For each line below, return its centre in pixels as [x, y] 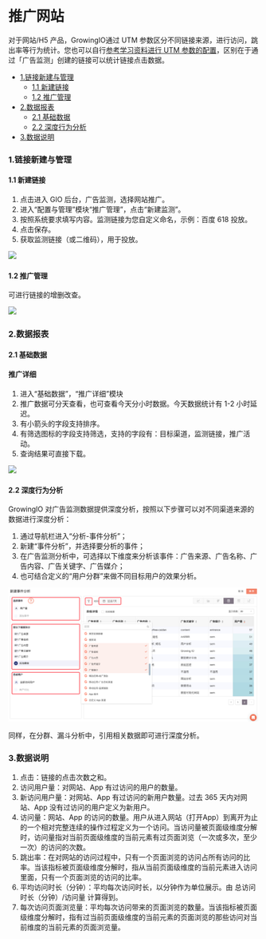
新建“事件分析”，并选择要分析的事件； [82, 546]
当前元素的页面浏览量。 [86, 927]
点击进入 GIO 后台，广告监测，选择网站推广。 [94, 200]
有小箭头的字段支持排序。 [62, 424]
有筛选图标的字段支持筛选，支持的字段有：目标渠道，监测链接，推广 [131, 433]
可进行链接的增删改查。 [47, 295]
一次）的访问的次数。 [55, 847]
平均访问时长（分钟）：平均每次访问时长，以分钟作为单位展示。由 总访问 [138, 887]
